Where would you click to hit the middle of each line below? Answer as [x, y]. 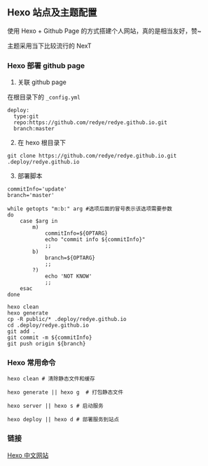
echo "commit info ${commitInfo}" [95, 240]
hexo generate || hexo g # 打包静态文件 [65, 392]
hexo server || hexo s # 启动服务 [55, 406]
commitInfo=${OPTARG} [76, 233]
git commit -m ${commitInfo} [50, 338]
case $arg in [39, 221]
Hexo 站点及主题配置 [52, 13]
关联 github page [42, 82]
